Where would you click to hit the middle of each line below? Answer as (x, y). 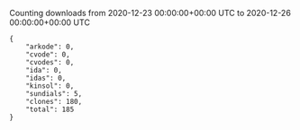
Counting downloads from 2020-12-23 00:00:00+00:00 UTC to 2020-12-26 (150, 13)
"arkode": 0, (50, 47)
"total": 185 (50, 109)
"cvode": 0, (48, 55)
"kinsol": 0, (50, 86)
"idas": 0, (46, 78)
